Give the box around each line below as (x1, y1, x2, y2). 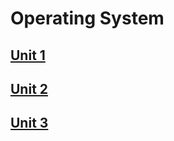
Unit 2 (10, 80, 49, 97)
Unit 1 (10, 47, 46, 64)
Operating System (10, 7, 165, 30)
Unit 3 (10, 115, 49, 132)
